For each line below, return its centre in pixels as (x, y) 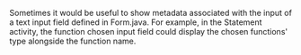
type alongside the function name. (73, 41)
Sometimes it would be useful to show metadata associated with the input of (150, 13)
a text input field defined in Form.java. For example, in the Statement (136, 22)
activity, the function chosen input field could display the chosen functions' (149, 31)
